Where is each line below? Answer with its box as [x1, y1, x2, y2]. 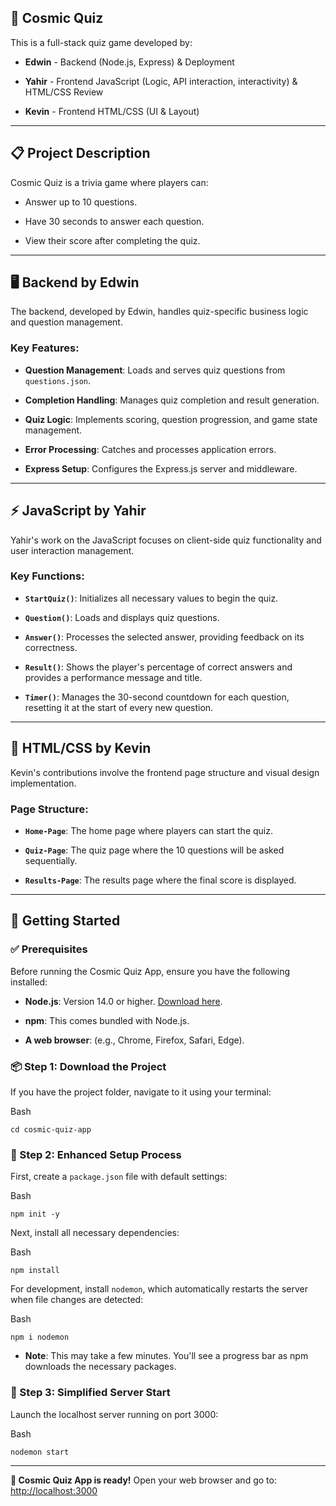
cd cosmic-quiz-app [10, 1124, 92, 1135]
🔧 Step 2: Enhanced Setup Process [10, 1147, 182, 1161]
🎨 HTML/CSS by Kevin [10, 740, 152, 757]
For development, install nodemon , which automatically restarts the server [10, 1283, 308, 1295]
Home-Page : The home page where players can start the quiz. [24, 824, 273, 836]
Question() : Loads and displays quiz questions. [24, 611, 220, 623]
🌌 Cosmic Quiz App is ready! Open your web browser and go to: [10, 1474, 277, 1486]
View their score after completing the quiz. [24, 234, 201, 246]
